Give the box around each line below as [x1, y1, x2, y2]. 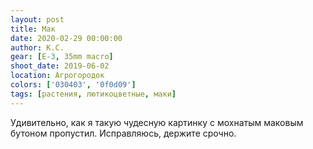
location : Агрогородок [10, 71, 105, 81]
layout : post [10, 14, 65, 25]
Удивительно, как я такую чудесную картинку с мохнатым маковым [10, 116, 304, 128]
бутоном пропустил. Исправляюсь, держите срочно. [10, 127, 237, 139]
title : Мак [10, 24, 56, 34]
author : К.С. [10, 42, 65, 53]
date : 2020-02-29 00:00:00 [10, 33, 123, 43]
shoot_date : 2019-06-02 [10, 61, 110, 71]
